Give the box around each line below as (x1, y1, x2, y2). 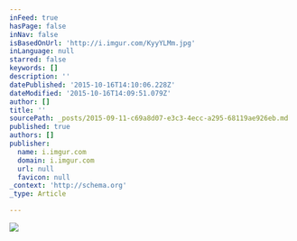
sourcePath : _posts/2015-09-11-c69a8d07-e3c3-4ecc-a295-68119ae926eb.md (9, 114, 289, 123)
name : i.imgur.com (17, 147, 88, 156)
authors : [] (9, 131, 54, 140)
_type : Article (9, 190, 67, 199)
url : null (17, 164, 54, 173)
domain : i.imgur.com (17, 155, 95, 165)
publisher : (9, 139, 51, 148)
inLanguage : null (9, 47, 75, 56)
